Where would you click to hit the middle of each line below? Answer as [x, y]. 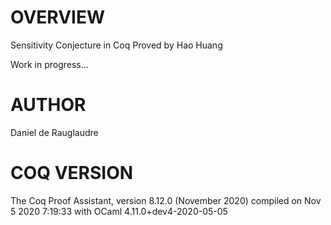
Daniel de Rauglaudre [54, 132]
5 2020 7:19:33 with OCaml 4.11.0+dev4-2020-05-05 [119, 211]
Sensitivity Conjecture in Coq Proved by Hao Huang [116, 45]
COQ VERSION [72, 173]
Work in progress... [49, 64]
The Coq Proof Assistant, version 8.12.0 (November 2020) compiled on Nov [166, 200]
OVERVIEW [58, 17]
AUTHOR [48, 105]
